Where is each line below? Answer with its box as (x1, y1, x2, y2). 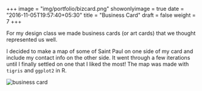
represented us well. (6, 36, 58, 43)
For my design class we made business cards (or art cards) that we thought (6, 30, 196, 37)
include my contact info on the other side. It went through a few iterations (6, 54, 190, 61)
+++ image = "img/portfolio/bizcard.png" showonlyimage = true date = (6, 5, 184, 12)
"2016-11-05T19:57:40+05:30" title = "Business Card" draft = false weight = (6, 11, 196, 19)
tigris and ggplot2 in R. (6, 67, 67, 74)
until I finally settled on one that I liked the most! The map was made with (6, 60, 189, 67)
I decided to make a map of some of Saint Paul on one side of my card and (6, 48, 193, 55)
